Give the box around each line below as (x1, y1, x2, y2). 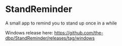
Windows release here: (5, 29, 53, 35)
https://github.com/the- (54, 29, 104, 35)
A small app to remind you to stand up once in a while (5, 20, 117, 26)
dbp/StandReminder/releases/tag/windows (5, 35, 95, 41)
